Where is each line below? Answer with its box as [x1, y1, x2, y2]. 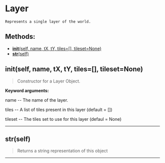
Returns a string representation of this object [17, 148, 108, 154]
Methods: [5, 32, 35, 41]
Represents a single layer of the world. [5, 19, 91, 24]
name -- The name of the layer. [5, 97, 68, 103]
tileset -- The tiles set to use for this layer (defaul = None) [5, 116, 122, 122]
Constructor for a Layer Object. [17, 78, 81, 84]
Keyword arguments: [5, 87, 49, 93]
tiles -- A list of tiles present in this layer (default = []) [5, 107, 113, 112]
